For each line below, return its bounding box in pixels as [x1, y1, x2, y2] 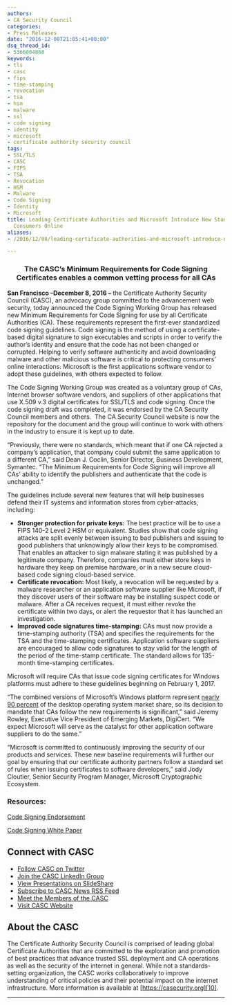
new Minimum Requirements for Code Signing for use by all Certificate [7, 311, 208, 319]
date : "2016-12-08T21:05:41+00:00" [7, 36, 110, 43]
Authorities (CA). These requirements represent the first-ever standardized [7, 318, 220, 326]
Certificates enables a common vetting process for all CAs [16, 273, 216, 282]
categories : [7, 23, 41, 30]
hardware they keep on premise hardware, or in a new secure [17, 563, 193, 571]
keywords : [7, 55, 36, 62]
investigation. [17, 614, 56, 623]
